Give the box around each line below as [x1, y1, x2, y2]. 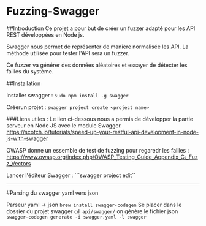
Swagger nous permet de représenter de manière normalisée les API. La [6, 43, 189, 50]
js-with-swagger [6, 135, 48, 142]
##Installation [6, 80, 41, 87]
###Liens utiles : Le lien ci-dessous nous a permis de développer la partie [6, 115, 194, 122]
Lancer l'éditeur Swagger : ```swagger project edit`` [6, 171, 136, 179]
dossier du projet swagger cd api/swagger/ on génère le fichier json [6, 207, 178, 215]
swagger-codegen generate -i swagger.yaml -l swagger [6, 214, 147, 220]
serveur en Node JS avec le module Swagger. [6, 121, 123, 129]
